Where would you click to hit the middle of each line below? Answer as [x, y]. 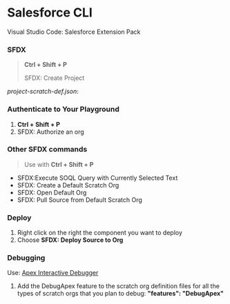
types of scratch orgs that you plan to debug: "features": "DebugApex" [121, 294]
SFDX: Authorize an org [50, 132]
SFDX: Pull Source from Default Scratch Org [80, 200]
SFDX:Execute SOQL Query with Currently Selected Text [97, 178]
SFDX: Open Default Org [52, 192]
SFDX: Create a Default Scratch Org [68, 185]
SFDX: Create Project [54, 78]
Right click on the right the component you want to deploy [100, 233]
